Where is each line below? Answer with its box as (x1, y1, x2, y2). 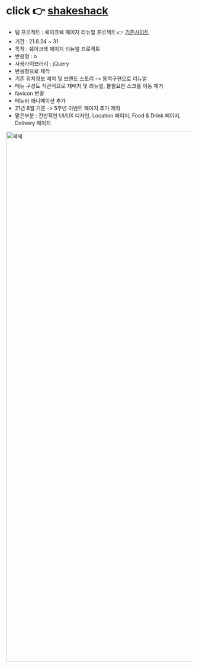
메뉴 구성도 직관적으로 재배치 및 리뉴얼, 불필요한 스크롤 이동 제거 (14, 82, 163, 89)
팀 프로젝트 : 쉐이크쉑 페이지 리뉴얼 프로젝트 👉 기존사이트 (14, 28, 149, 36)
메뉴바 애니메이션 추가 (14, 97, 66, 104)
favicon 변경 (14, 90, 44, 97)
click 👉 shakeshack (6, 4, 108, 18)
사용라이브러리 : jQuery (14, 60, 69, 67)
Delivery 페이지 (14, 119, 52, 126)
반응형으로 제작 (14, 67, 50, 74)
